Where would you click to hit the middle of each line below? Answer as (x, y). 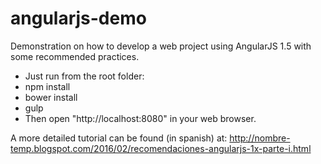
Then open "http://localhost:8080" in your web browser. (140, 118)
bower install (51, 97)
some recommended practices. (75, 56)
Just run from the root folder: (84, 76)
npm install (47, 86)
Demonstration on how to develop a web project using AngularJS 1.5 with (161, 46)
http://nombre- (260, 138)
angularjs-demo (78, 18)
